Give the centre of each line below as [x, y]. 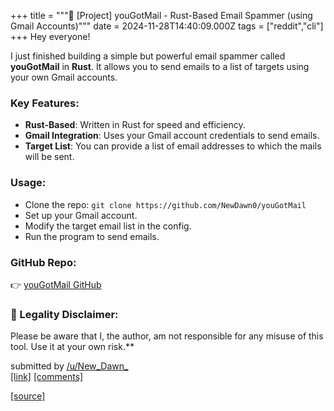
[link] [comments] [47, 377]
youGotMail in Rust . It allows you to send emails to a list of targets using [160, 66]
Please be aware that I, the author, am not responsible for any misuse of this [167, 336]
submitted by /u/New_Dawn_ [69, 366]
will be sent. [49, 157]
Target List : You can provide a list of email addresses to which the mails [173, 146]
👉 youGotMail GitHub [56, 284]
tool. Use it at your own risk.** [72, 347]
